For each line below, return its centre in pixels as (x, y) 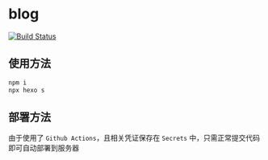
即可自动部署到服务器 (44, 148)
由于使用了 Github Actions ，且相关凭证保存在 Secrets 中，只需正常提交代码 (134, 138)
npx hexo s (27, 90)
